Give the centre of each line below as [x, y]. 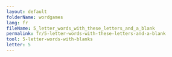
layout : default [27, 12]
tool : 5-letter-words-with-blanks [50, 39]
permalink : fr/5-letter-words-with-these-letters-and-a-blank [86, 34]
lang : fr [17, 23]
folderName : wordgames [35, 17]
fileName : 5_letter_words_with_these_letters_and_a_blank [81, 28]
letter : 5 [19, 45]
